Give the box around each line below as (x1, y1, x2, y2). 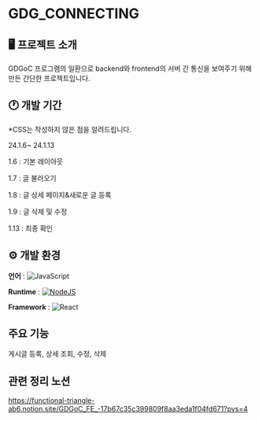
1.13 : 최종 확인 (8, 223, 54, 233)
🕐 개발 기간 (8, 99, 62, 113)
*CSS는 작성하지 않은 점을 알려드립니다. (8, 124, 132, 134)
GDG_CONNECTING (8, 5, 140, 23)
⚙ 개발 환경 (8, 249, 61, 262)
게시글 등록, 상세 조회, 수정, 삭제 (8, 349, 107, 359)
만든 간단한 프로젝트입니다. (8, 74, 91, 83)
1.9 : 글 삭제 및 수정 (8, 206, 68, 216)
